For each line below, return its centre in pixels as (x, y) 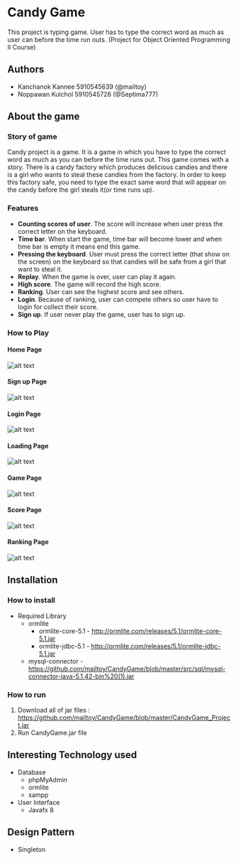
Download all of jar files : (54, 710)
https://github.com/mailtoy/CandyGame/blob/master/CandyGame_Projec (124, 717)
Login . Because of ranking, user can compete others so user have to (118, 299)
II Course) (22, 47)
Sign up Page (27, 381)
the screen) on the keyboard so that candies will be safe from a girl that (122, 261)
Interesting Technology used (72, 755)
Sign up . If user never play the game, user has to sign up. (101, 314)
